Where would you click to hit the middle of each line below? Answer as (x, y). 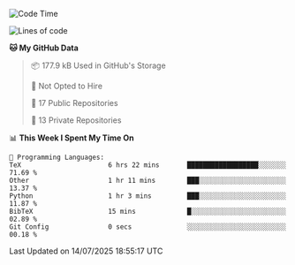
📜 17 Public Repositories (74, 103)
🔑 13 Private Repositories (76, 120)
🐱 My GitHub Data (44, 48)
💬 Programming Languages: (57, 157)
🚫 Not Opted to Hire (67, 86)
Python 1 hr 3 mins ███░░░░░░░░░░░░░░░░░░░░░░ (148, 196)
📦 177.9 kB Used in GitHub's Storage (98, 65)
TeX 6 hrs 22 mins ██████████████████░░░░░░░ (148, 165)
